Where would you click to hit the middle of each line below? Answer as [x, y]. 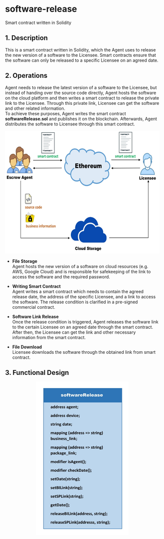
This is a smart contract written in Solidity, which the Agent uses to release [81, 49]
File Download [27, 347]
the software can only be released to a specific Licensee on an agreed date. [82, 60]
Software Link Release [35, 317]
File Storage [25, 261]
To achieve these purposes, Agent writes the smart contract [66, 113]
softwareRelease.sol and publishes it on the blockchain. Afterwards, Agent [81, 119]
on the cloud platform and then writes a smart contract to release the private [82, 98]
